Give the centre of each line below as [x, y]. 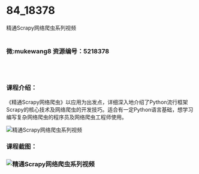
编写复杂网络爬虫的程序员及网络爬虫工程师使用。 [67, 117]
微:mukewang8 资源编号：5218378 [58, 51]
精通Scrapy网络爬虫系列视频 [41, 28]
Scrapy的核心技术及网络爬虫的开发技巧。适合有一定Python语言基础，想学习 [100, 109]
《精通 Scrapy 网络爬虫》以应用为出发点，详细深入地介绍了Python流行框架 [97, 102]
